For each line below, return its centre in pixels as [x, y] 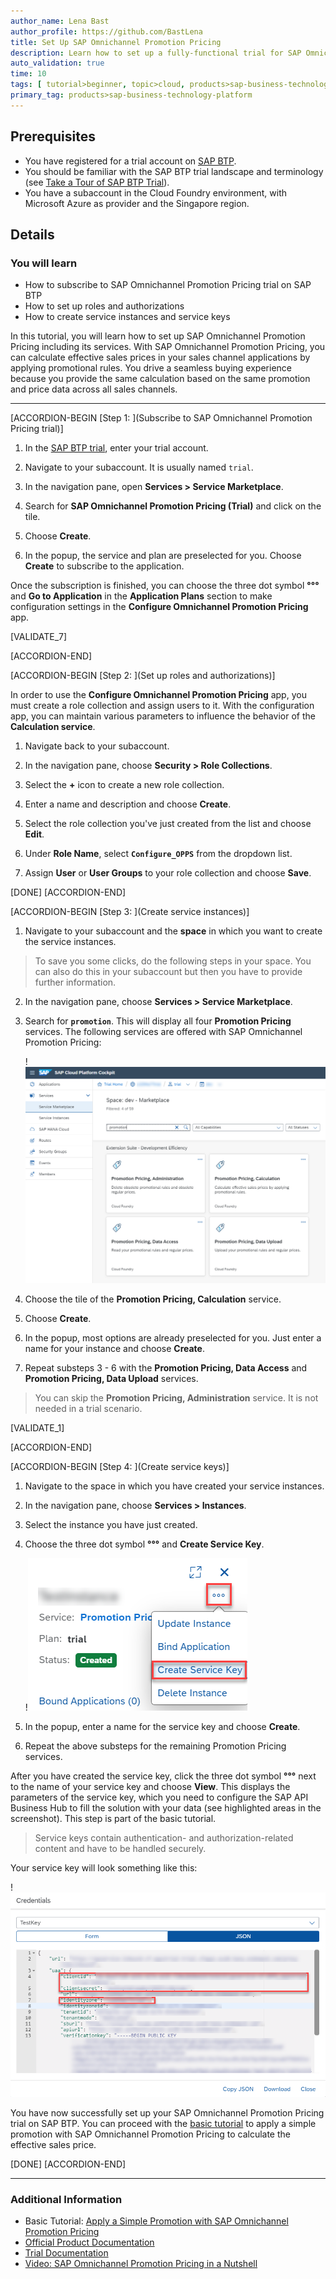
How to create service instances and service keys [127, 317]
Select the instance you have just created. [111, 1524]
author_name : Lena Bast [60, 21]
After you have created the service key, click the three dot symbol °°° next [163, 1776]
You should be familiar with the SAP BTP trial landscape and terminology [174, 171]
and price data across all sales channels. [94, 389]
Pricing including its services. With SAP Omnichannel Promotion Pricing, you [168, 347]
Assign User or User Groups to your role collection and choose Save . [168, 873]
